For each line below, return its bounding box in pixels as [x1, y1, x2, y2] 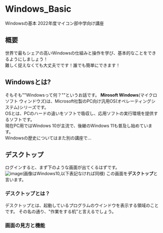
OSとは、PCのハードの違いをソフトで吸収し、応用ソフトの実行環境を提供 [5, 110, 154, 116]
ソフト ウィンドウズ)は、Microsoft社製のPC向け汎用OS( [5, 98, 118, 104]
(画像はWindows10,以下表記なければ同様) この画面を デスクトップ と [22, 171, 158, 177]
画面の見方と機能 [5, 222, 45, 229]
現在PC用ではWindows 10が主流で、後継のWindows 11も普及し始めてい [5, 123, 148, 129]
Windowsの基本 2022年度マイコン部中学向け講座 [5, 20, 104, 26]
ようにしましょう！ [9, 56, 48, 62]
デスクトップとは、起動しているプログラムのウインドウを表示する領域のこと [5, 202, 159, 208]
